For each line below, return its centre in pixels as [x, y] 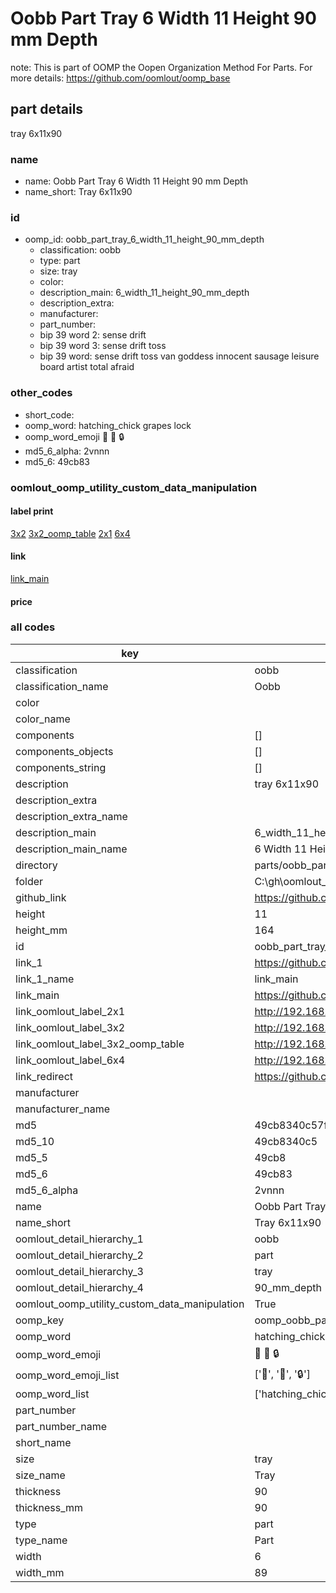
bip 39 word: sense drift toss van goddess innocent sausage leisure [179, 356]
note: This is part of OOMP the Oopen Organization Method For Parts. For [161, 67]
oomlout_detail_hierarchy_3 [79, 1271]
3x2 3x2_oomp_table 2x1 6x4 [70, 533]
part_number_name [61, 1426]
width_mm [40, 1572]
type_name [41, 1540]
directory [36, 865]
